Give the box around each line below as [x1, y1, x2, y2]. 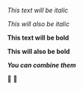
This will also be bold [7, 47, 70, 55]
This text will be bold [7, 33, 69, 42]
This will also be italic [7, 20, 70, 28]
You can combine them [7, 61, 76, 69]
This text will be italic [7, 6, 69, 14]
